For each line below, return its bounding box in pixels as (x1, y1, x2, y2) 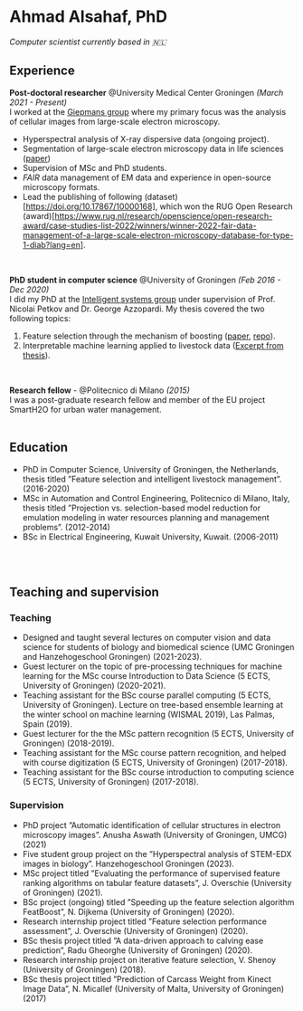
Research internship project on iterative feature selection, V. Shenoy (22, 954, 277, 965)
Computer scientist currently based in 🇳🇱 (9, 36, 167, 47)
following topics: (9, 312, 71, 323)
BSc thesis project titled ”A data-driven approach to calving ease (22, 935, 264, 946)
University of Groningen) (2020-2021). (22, 681, 166, 691)
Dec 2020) (9, 283, 50, 295)
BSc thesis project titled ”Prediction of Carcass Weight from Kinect (22, 973, 271, 984)
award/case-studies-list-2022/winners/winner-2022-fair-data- (22, 220, 257, 231)
